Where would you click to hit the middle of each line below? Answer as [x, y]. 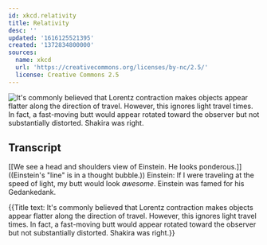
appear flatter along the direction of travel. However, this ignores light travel [132, 216]
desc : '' [23, 30]
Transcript [35, 148]
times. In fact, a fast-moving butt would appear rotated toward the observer [132, 224]
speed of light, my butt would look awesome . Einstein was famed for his [126, 184]
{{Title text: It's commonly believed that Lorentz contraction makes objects [131, 208]
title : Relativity [39, 23]
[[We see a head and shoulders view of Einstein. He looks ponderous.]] [125, 167]
